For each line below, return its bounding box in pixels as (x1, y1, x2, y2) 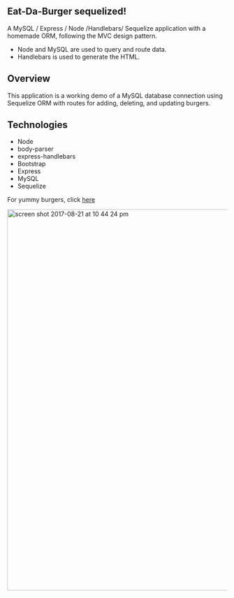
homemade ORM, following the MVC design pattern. (7, 31, 157, 40)
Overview (7, 73, 51, 85)
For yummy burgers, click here (7, 196, 96, 204)
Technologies (7, 119, 68, 131)
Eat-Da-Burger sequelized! (7, 6, 127, 17)
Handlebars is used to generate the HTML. (17, 52, 140, 61)
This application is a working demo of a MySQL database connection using (7, 91, 224, 100)
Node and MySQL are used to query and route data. (17, 45, 167, 53)
